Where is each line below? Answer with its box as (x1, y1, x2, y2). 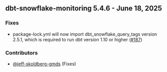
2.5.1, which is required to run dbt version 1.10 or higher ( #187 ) (12, 36, 143, 42)
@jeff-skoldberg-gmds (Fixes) (12, 61, 76, 67)
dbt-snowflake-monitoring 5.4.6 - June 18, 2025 (5, 4, 162, 13)
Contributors (5, 49, 38, 56)
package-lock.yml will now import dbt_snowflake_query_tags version (12, 31, 157, 37)
